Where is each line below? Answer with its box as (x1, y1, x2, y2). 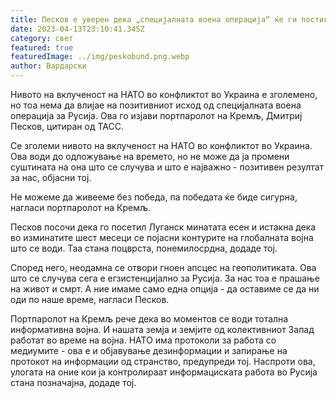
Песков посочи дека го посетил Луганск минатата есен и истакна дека (10, 221, 317, 233)
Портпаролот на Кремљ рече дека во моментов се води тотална (10, 313, 289, 325)
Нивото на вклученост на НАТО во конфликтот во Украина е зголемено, (10, 89, 318, 100)
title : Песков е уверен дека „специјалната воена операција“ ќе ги (10, 14, 298, 25)
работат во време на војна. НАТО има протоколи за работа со (10, 334, 277, 346)
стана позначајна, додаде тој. (10, 377, 137, 388)
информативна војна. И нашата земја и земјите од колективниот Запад (10, 324, 315, 335)
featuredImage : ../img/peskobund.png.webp (10, 52, 190, 62)
